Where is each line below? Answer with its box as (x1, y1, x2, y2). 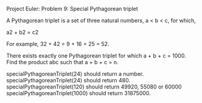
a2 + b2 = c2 (6, 28, 39, 36)
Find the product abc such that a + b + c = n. (6, 59, 119, 65)
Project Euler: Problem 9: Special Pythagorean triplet (6, 5, 138, 12)
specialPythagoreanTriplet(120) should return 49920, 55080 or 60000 (6, 83, 182, 90)
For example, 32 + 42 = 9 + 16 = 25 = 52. (6, 41, 110, 47)
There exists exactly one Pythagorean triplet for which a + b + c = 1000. (6, 52, 187, 59)
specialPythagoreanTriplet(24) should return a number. (6, 70, 144, 78)
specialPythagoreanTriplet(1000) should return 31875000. (6, 90, 151, 96)
